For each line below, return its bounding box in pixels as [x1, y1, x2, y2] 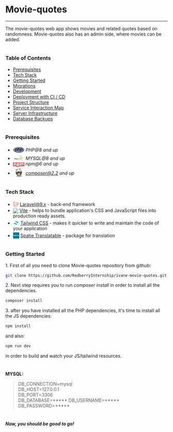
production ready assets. [12, 213, 66, 219]
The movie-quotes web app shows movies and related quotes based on [5, 25, 158, 31]
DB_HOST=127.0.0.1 [18, 386, 59, 392]
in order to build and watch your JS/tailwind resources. [5, 353, 122, 359]
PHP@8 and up [25, 147, 58, 153]
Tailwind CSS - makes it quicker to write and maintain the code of [20, 220, 160, 226]
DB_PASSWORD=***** [18, 403, 70, 409]
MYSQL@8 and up [25, 155, 65, 162]
